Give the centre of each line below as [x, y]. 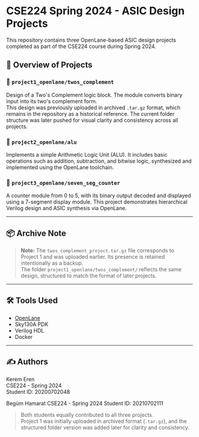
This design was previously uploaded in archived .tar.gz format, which [93, 107]
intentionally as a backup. [52, 263]
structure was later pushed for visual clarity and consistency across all [92, 120]
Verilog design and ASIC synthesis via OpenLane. [67, 208]
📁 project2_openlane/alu [41, 142]
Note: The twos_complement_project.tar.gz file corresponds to [97, 251]
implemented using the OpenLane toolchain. [60, 167]
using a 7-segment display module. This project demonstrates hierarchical [97, 202]
